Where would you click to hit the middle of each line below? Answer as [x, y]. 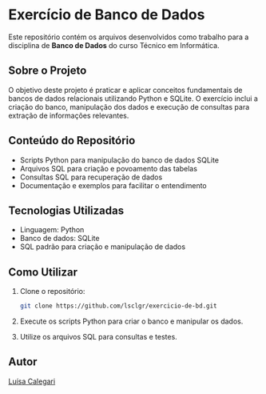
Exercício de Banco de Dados [107, 15]
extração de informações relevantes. [69, 115]
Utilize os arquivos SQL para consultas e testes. [98, 337]
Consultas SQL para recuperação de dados [91, 177]
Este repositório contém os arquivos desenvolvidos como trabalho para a [129, 37]
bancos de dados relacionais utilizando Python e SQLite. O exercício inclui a [133, 98]
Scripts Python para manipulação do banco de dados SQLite [119, 160]
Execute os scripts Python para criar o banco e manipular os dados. [131, 321]
